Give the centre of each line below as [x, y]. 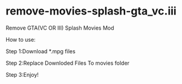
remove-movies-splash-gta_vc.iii [91, 11]
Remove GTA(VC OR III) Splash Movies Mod [60, 28]
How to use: [21, 39]
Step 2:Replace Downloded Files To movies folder [68, 63]
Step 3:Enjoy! [22, 74]
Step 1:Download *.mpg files [41, 51]
